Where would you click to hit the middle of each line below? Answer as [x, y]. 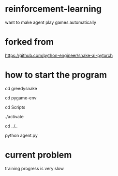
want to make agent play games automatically [51, 22]
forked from [29, 42]
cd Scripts [15, 107]
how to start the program [56, 75]
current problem [38, 155]
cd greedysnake [21, 88]
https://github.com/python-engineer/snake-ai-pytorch [59, 55]
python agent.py [21, 135]
